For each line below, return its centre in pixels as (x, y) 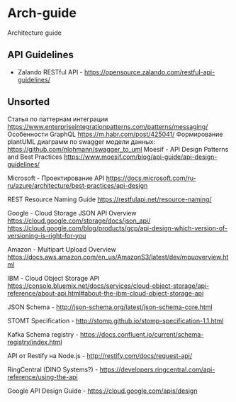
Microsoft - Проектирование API (56, 178)
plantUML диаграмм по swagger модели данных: (82, 141)
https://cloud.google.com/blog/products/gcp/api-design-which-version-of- (118, 228)
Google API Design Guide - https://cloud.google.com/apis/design (102, 391)
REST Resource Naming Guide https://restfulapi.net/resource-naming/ (109, 199)
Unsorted (29, 102)
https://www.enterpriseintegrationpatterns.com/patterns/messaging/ (108, 126)
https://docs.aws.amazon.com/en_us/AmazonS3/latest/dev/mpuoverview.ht (118, 257)
